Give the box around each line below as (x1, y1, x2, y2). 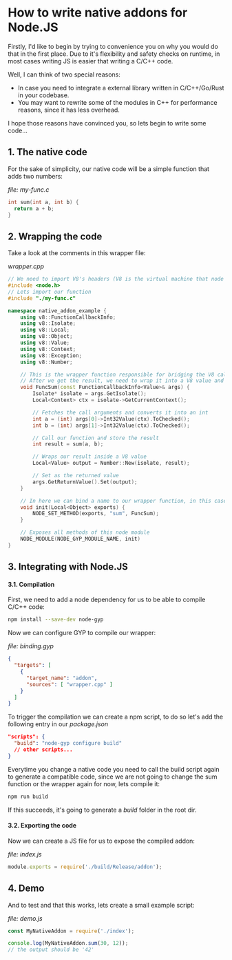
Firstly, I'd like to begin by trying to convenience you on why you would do (8, 42, 219, 50)
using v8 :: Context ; (20, 346, 76, 352)
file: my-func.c (8, 185, 50, 194)
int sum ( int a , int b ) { (8, 199, 79, 206)
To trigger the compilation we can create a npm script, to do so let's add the (8, 712, 224, 721)
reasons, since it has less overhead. (17, 106, 120, 114)
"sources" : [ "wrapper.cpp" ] (25, 681, 113, 688)
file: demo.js (8, 914, 43, 922)
